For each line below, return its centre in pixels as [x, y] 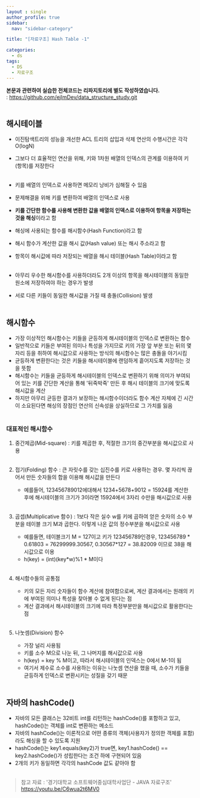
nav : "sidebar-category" [42, 28]
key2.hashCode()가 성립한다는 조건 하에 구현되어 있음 [78, 755]
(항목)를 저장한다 [35, 166]
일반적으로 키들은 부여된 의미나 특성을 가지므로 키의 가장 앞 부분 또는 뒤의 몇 [103, 346]
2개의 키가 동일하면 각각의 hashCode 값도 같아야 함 [75, 763]
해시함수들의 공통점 [37, 579]
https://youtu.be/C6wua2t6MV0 [60, 789]
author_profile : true [33, 17]
